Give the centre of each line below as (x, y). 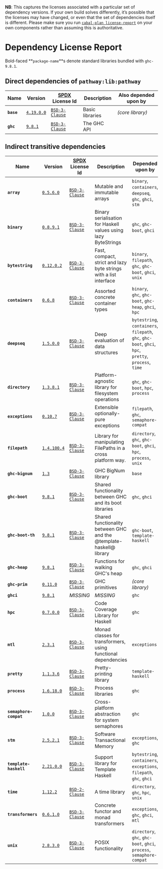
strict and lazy (111, 262)
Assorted (105, 291)
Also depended (136, 95)
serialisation (108, 218)
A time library (110, 792)
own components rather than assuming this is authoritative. (64, 28)
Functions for (110, 561)
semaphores (109, 726)
